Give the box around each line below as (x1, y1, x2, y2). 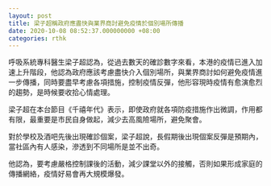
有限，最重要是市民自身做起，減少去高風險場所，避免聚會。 (8, 114, 206, 125)
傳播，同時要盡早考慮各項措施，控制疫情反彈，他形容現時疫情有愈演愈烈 (22, 77, 263, 87)
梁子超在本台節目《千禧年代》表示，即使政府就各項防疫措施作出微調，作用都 (8, 105, 263, 114)
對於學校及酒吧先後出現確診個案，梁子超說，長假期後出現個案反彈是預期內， (8, 132, 263, 142)
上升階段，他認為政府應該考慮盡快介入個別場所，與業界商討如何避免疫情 (15, 68, 256, 77)
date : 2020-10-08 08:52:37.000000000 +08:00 (8, 27, 161, 35)
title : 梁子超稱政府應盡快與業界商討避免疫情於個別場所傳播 (8, 19, 184, 27)
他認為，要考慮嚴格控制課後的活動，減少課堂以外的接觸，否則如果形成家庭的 (8, 159, 263, 169)
